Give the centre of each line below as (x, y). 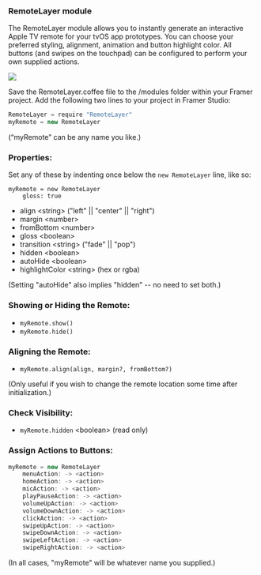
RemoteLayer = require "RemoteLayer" (70, 115)
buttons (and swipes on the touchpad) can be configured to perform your (128, 54)
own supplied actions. (44, 62)
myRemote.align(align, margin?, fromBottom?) (96, 369)
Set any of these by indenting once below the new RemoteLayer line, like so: (130, 175)
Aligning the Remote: (49, 351)
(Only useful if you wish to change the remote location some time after (123, 384)
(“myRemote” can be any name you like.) (75, 137)
